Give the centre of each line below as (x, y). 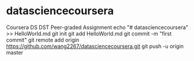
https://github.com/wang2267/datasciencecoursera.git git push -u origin (95, 46)
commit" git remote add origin (43, 40)
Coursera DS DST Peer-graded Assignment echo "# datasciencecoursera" (97, 27)
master (15, 52)
